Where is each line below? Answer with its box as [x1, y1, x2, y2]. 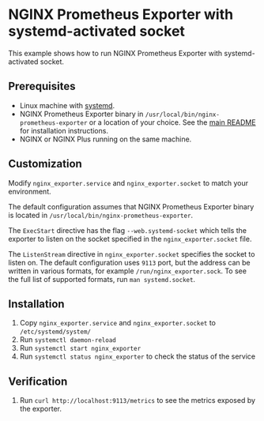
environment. [8, 186, 51, 196]
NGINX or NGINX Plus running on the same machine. [19, 134, 192, 144]
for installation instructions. [19, 126, 109, 135]
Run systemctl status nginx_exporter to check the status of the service [19, 351, 255, 361]
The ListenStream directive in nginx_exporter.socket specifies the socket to [8, 249, 255, 258]
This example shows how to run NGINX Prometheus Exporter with [8, 48, 223, 58]
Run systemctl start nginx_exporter [19, 344, 141, 353]
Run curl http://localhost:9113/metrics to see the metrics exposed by [19, 396, 255, 405]
